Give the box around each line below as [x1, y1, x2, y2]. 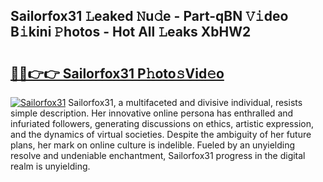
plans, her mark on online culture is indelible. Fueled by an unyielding [10, 139, 296, 151]
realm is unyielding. [10, 160, 91, 172]
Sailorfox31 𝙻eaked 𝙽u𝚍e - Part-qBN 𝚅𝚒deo [10, 8, 289, 25]
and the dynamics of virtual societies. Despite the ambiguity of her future [10, 129, 312, 140]
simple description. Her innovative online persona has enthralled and [10, 107, 294, 119]
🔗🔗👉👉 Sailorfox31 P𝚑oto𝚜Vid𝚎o [10, 65, 225, 82]
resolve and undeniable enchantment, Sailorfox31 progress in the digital [10, 150, 306, 161]
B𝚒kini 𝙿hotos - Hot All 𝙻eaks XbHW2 [10, 24, 252, 41]
